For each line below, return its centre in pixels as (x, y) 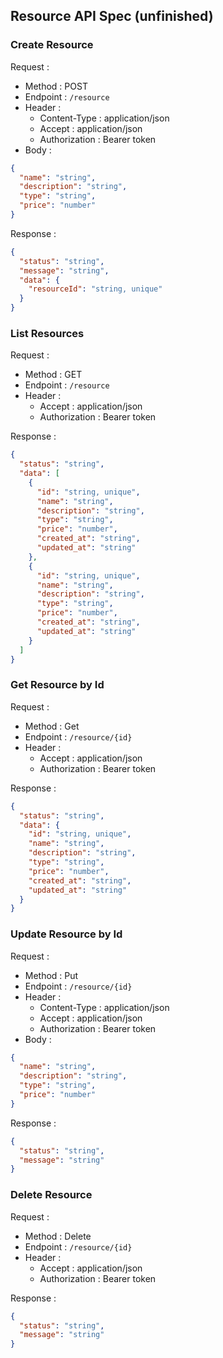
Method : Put (51, 975)
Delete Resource (51, 1195)
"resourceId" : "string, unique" (95, 289)
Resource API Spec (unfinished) (112, 16)
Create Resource (52, 45)
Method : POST (56, 86)
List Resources (47, 333)
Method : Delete (58, 1236)
